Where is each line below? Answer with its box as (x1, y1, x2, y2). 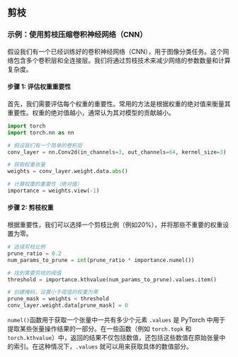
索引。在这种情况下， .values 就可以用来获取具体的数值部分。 (13, 342, 193, 351)
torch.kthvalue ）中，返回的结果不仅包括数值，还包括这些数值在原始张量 (7, 334, 220, 342)
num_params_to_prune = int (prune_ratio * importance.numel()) (7, 256, 195, 263)
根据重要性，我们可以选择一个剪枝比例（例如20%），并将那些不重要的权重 (7, 220, 223, 229)
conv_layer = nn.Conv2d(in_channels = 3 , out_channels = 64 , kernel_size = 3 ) (7, 148, 227, 156)
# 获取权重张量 (7, 161, 46, 169)
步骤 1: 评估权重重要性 (7, 82, 72, 91)
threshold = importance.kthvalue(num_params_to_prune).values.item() (7, 276, 217, 283)
